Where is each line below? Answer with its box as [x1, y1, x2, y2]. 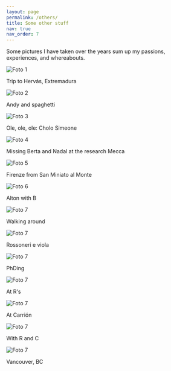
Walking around [6, 218, 45, 225]
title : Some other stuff [6, 20, 69, 26]
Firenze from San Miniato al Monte [6, 171, 92, 179]
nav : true [6, 25, 31, 32]
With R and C [6, 335, 39, 342]
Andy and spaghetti [6, 101, 56, 109]
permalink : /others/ [6, 14, 59, 21]
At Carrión [6, 311, 32, 319]
